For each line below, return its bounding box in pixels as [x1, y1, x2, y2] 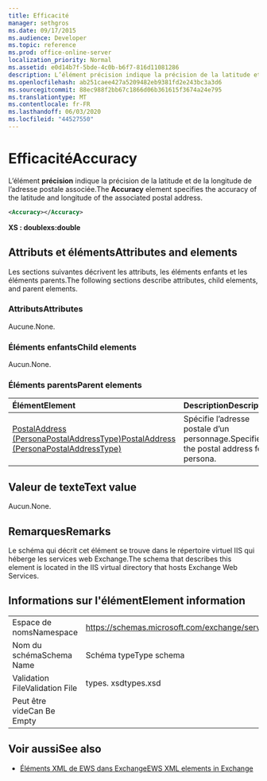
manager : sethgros [8, 19, 69, 27]
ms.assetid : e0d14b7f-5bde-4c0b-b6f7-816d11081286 [8, 64, 180, 72]
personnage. [183, 433, 231, 444]
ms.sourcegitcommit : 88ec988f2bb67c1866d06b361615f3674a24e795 [8, 85, 222, 94]
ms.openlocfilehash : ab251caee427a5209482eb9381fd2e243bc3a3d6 [8, 78, 222, 86]
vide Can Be [12, 705, 56, 717]
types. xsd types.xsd [85, 678, 161, 689]
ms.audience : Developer [8, 33, 87, 42]
